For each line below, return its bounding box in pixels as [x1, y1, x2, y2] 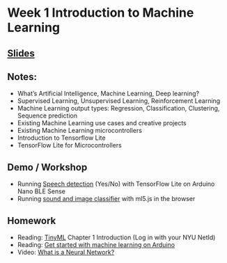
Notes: [7, 71, 37, 83]
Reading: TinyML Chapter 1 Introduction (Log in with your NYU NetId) [17, 233, 216, 241]
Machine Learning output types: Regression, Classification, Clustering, [17, 104, 220, 113]
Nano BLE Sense [17, 187, 66, 196]
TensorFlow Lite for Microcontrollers [17, 141, 122, 150]
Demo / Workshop [7, 161, 88, 173]
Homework [7, 214, 56, 227]
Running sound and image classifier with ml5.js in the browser [17, 195, 196, 203]
